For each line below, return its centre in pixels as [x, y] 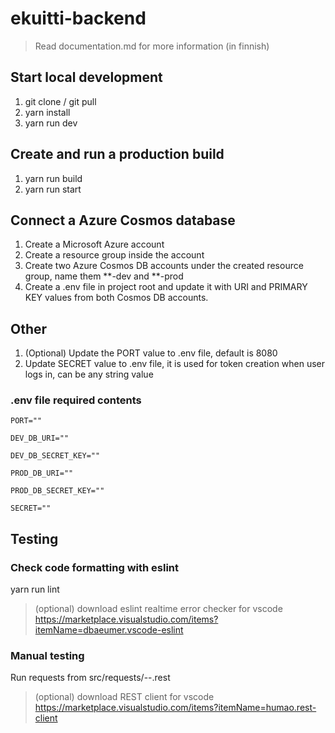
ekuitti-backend [78, 18]
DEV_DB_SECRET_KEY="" [55, 456]
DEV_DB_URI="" [40, 438]
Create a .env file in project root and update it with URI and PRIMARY [166, 287]
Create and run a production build [117, 154]
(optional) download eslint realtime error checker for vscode [158, 609]
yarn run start [53, 189]
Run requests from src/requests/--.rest [90, 678]
